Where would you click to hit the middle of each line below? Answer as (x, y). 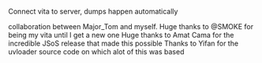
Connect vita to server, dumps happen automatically (93, 11)
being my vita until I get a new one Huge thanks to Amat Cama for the (121, 35)
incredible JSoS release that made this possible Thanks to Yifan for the (124, 43)
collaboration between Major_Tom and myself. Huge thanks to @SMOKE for (131, 26)
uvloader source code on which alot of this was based (96, 52)
